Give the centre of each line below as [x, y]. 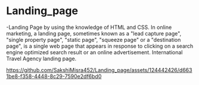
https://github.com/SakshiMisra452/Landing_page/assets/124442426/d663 [99, 70]
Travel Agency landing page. [41, 58]
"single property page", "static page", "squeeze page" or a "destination [94, 40]
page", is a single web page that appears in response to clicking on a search [100, 46]
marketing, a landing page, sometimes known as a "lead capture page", [94, 33]
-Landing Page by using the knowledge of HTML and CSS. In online [89, 27]
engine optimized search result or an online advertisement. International [94, 52]
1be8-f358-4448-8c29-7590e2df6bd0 [54, 76]
